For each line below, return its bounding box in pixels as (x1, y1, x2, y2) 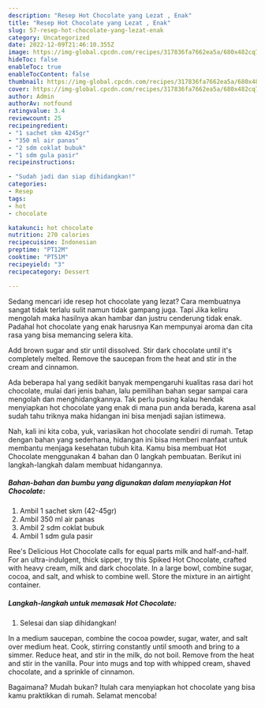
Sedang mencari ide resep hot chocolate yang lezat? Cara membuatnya (8, 296, 241, 306)
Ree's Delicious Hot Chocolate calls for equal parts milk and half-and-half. (8, 547, 248, 556)
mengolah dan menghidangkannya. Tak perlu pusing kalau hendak (8, 394, 225, 404)
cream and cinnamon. (8, 362, 79, 371)
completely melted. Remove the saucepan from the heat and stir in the (8, 353, 237, 363)
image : (8, 48, 30, 56)
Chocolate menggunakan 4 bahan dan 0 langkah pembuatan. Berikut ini (8, 451, 242, 461)
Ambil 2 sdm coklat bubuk (19, 523, 105, 533)
